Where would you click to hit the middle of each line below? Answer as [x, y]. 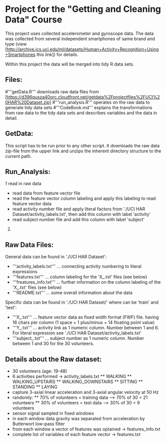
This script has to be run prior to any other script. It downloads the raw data [83, 145]
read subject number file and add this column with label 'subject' [79, 220]
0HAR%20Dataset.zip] [28, 102]
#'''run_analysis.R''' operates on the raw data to [101, 102]
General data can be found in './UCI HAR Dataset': [56, 257]
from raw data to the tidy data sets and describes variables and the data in [81, 113]
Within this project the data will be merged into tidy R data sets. [70, 64]
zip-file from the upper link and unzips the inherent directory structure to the [83, 151]
